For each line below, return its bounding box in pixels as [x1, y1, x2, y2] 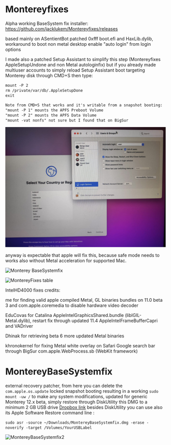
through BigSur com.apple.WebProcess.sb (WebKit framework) [5, 348, 138, 354]
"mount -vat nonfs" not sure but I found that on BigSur [5, 118, 129, 123]
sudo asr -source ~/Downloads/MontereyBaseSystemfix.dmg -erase [5, 420, 145, 425]
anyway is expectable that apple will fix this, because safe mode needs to [5, 252, 160, 258]
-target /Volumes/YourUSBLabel [25, 425, 93, 430]
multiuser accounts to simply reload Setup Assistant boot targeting [5, 67, 145, 73]
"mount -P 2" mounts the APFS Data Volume [5, 113, 97, 118]
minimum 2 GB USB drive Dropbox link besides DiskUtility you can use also [5, 404, 163, 410]
